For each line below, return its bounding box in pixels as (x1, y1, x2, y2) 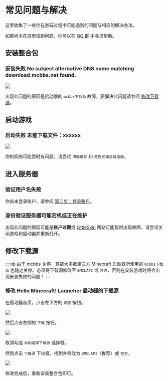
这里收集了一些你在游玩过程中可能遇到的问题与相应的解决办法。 (5, 22, 137, 28)
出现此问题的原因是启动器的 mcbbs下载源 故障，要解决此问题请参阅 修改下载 (5, 93, 159, 99)
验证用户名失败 (5, 186, 42, 193)
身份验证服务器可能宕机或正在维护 (5, 212, 88, 219)
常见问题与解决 (5, 5, 67, 16)
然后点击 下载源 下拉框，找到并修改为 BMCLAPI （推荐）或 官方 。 (5, 350, 133, 356)
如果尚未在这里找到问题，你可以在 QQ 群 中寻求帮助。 (5, 33, 117, 39)
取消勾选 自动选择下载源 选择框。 (5, 339, 69, 346)
